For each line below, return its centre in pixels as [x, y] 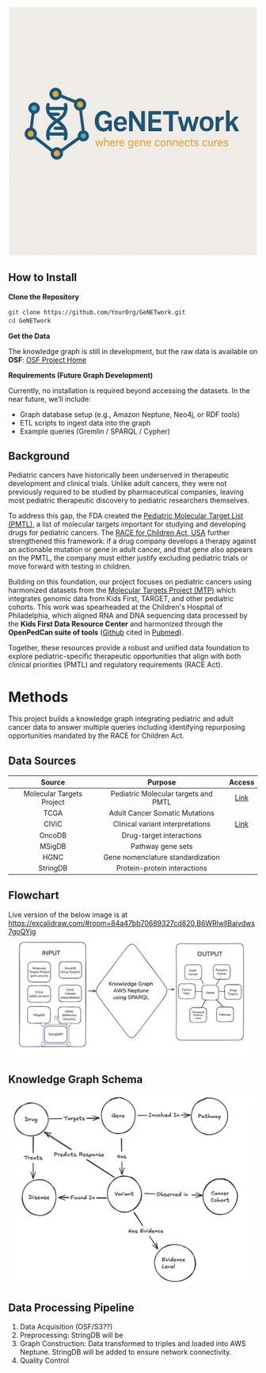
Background [39, 456]
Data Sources [42, 760]
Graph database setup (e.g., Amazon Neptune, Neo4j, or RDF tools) [129, 414]
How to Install [43, 278]
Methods [38, 697]
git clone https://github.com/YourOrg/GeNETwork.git [97, 312]
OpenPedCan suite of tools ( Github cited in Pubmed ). [96, 633]
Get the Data [29, 336]
